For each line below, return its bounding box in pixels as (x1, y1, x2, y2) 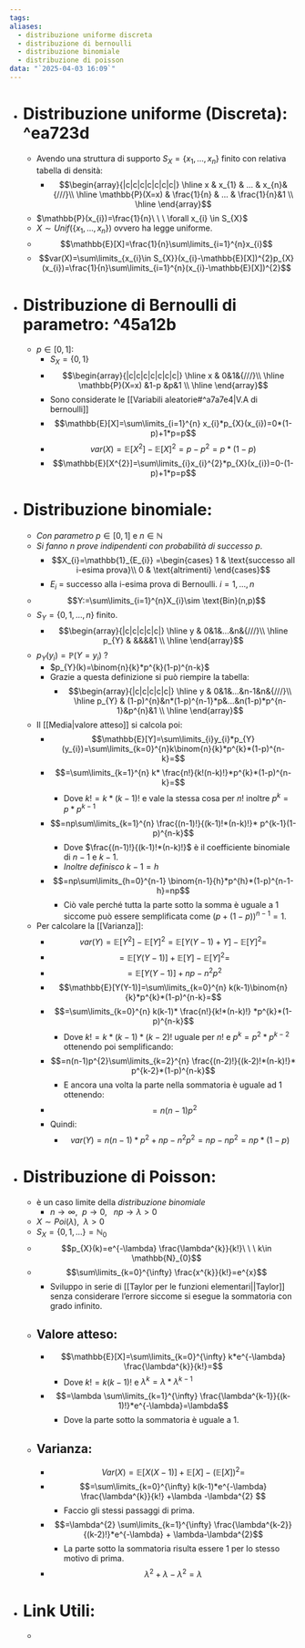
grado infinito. (49, 1300, 103, 1311)
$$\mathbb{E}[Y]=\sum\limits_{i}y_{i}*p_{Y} (91, 734, 256, 745)
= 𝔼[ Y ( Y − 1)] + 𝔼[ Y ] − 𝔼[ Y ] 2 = (118, 950, 230, 963)
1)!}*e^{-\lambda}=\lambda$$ (117, 1400, 229, 1411)
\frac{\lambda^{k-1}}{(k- (199, 1391, 291, 1402)
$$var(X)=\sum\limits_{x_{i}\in (38, 252, 152, 264)
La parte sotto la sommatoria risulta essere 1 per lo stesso (63, 1542, 280, 1554)
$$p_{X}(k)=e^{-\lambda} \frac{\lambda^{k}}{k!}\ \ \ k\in (60, 1242, 272, 1253)
